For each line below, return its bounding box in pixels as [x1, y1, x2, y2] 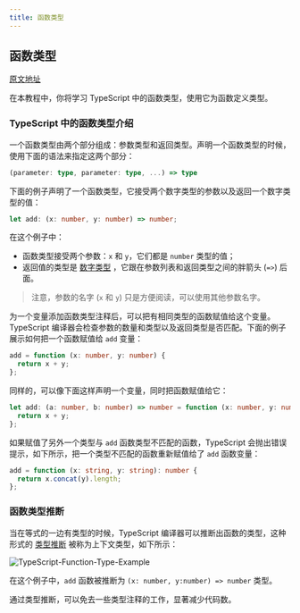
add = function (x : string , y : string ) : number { [9, 466, 198, 474]
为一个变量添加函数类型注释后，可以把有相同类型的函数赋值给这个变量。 [9, 311, 275, 322]
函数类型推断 [9, 506, 65, 518]
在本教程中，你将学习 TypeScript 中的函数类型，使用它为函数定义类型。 [9, 93, 273, 104]
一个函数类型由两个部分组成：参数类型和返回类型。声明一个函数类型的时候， [9, 139, 291, 150]
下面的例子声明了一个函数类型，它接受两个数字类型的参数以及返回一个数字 [9, 185, 283, 197]
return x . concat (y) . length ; [17, 474, 122, 483]
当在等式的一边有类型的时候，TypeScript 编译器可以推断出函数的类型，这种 [9, 527, 287, 538]
